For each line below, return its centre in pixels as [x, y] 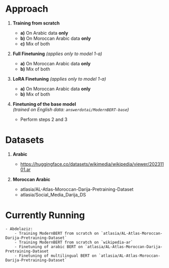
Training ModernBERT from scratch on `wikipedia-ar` [76, 242]
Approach [27, 9]
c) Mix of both [35, 43]
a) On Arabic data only [44, 33]
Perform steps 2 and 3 [44, 119]
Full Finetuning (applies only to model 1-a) [58, 54]
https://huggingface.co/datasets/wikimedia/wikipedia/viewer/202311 [92, 164]
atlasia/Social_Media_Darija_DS [53, 194]
